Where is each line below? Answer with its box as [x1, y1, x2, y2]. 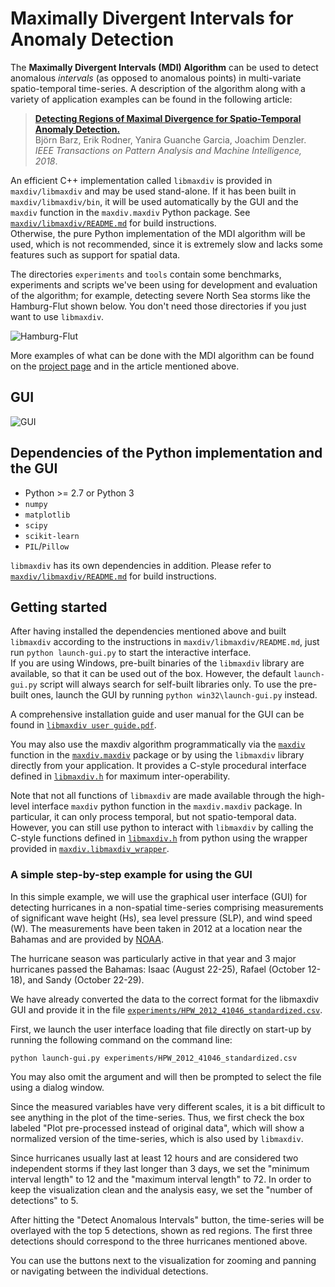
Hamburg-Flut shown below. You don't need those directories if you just [10, 300, 307, 312]
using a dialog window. [10, 1081, 105, 1093]
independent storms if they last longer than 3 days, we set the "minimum [10, 1162, 310, 1174]
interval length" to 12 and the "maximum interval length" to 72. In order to [10, 1173, 312, 1185]
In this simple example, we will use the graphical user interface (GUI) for [10, 890, 308, 902]
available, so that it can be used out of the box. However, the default [10, 668, 292, 680]
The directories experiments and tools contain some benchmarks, [10, 268, 282, 280]
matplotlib [24, 510, 71, 520]
